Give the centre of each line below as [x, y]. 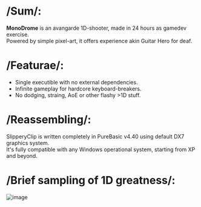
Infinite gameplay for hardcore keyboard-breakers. [78, 89]
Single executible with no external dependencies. [76, 82]
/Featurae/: [35, 66]
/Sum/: [24, 11]
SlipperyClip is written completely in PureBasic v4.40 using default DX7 [95, 136]
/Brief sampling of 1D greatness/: [91, 180]
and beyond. [22, 155]
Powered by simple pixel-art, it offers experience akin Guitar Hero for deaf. [99, 41]
